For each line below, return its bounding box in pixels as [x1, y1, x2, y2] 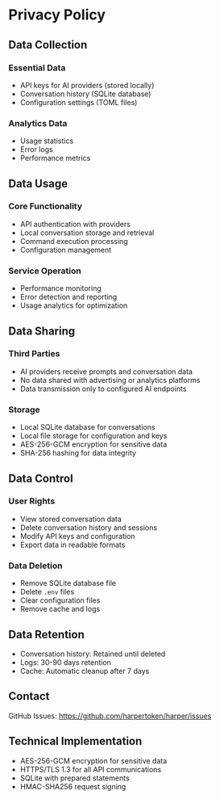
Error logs [19, 145, 54, 154]
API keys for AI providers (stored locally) [19, 80, 155, 90]
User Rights [8, 495, 56, 507]
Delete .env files [19, 587, 75, 597]
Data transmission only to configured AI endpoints [19, 384, 187, 393]
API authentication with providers [19, 219, 131, 229]
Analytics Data [8, 117, 68, 128]
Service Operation [8, 265, 82, 276]
